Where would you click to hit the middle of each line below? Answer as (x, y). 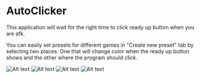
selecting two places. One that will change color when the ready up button (98, 51)
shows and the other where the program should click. (72, 57)
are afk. (16, 33)
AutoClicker (36, 11)
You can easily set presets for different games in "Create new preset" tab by (100, 45)
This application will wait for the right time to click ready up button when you (100, 27)
